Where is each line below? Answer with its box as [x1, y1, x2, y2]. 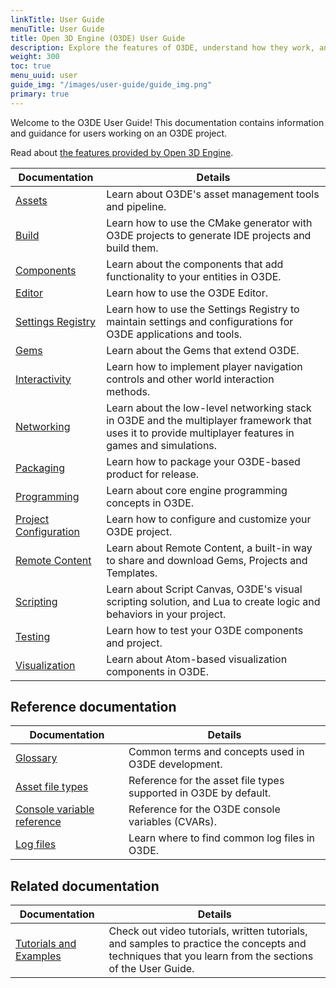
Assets [15, 193, 48, 207]
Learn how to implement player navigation [106, 359, 303, 373]
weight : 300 [10, 52, 60, 62]
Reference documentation [10, 699, 177, 716]
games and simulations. [106, 438, 218, 452]
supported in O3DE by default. [128, 786, 272, 800]
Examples [15, 949, 62, 963]
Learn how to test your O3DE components [106, 623, 304, 637]
